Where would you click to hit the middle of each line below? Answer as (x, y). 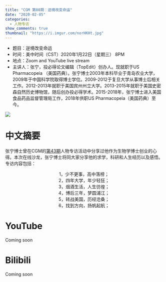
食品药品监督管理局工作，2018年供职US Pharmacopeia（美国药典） (82, 98)
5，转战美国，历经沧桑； (84, 199)
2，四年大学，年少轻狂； (84, 180)
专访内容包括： (20, 163)
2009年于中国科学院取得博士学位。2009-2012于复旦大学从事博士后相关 (86, 79)
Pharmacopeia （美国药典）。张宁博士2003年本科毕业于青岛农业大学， (85, 73)
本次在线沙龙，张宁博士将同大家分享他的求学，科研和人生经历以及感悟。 (88, 157)
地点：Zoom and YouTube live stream (51, 60)
